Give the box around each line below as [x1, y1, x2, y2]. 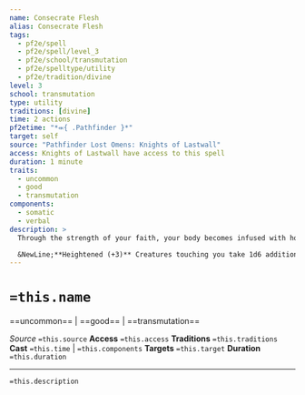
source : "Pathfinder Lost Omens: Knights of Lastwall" [9, 140, 221, 149]
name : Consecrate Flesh [9, 13, 100, 23]
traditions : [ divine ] [9, 106, 92, 116]
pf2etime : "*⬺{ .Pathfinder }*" [9, 124, 133, 133]
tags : [9, 30, 30, 39]
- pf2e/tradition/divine [17, 73, 112, 82]
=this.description [9, 377, 79, 387]
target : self [9, 132, 59, 141]
